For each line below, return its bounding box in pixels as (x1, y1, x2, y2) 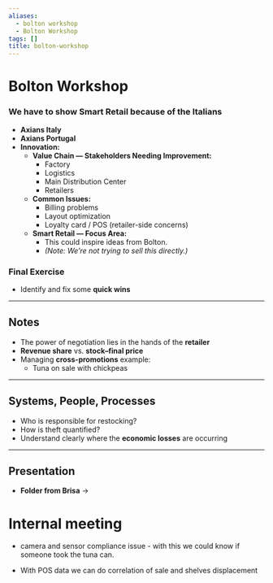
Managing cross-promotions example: (19, 355, 151, 364)
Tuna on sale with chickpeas (32, 363, 128, 372)
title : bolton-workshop (8, 42, 89, 50)
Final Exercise (8, 266, 65, 277)
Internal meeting (8, 514, 123, 533)
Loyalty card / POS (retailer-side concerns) (44, 220, 188, 229)
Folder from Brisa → (19, 485, 89, 496)
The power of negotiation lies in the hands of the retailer (19, 337, 210, 346)
